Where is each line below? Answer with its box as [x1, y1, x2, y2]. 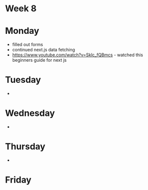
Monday [5, 25, 39, 37]
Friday [5, 174, 32, 186]
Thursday [5, 141, 46, 152]
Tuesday [5, 74, 41, 86]
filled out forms [12, 42, 43, 47]
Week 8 [5, 3, 37, 14]
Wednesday [5, 108, 55, 119]
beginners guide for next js [12, 57, 67, 63]
